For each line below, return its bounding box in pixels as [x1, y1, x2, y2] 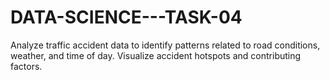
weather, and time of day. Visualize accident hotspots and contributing [10, 49, 302, 61]
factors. [10, 60, 43, 72]
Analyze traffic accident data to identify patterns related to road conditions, [10, 39, 321, 51]
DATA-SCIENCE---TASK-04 [10, 6, 243, 29]
